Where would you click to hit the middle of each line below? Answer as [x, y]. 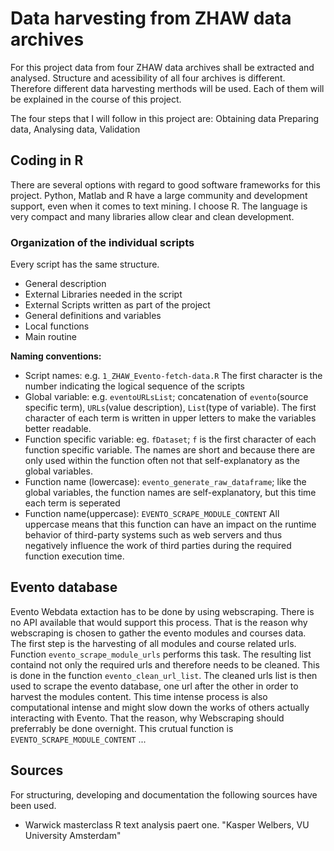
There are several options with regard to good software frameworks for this [165, 184]
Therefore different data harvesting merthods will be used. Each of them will [167, 88]
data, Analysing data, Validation [75, 129]
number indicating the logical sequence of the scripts [134, 386]
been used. [33, 805]
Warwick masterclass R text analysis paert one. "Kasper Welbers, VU [167, 824]
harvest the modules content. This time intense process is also [139, 696]
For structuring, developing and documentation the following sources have [164, 794]
